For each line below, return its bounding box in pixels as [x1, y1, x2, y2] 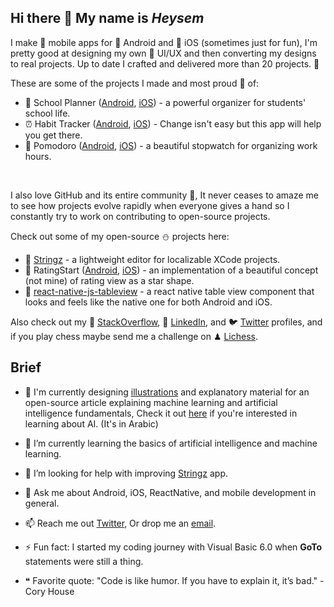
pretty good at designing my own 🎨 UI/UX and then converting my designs [10, 47, 317, 59]
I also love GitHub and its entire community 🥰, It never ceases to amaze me [10, 189, 319, 201]
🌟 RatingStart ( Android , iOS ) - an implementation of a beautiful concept [24, 264, 319, 276]
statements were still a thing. [24, 555, 144, 567]
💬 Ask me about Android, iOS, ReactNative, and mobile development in [24, 486, 317, 498]
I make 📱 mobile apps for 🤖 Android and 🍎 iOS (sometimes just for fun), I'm [10, 36, 318, 48]
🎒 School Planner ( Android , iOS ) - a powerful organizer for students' [24, 96, 307, 108]
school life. [24, 107, 71, 119]
